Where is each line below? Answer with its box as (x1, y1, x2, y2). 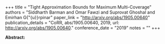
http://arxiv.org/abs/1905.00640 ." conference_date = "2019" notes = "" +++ (5, 25, 161, 31)
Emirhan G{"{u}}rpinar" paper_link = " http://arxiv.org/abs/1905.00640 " (5, 15, 150, 20)
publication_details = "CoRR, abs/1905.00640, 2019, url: (5, 20, 119, 25)
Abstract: (5, 34, 25, 40)
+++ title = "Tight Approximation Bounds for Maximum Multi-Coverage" (5, 4, 152, 10)
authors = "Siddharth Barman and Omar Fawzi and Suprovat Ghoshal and (5, 9, 155, 15)
